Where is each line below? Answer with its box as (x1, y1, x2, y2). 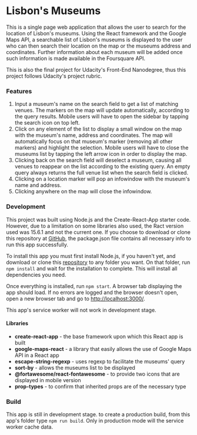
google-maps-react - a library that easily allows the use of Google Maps (14, 345, 192, 352)
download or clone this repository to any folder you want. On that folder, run (6, 259, 191, 266)
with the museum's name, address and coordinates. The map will (14, 132, 173, 139)
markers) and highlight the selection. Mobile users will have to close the (14, 144, 189, 151)
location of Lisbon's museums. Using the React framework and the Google (6, 29, 186, 36)
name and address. (14, 182, 62, 189)
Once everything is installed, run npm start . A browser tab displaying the (6, 282, 182, 289)
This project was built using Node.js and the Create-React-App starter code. (6, 216, 191, 223)
